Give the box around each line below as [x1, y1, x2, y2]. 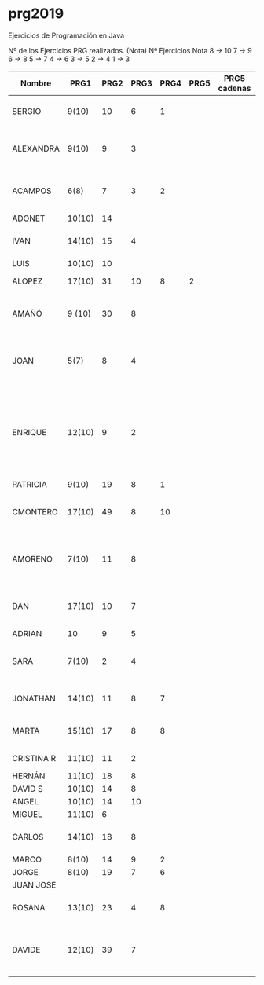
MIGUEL [12, 808, 43, 819]
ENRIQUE [12, 427, 47, 438]
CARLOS [12, 831, 44, 842]
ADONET [12, 213, 46, 224]
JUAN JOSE [12, 879, 57, 890]
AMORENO [12, 553, 53, 564]
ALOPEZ [12, 276, 43, 287]
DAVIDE [12, 944, 41, 955]
